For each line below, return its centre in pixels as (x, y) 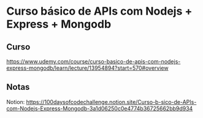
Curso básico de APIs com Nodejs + (99, 11)
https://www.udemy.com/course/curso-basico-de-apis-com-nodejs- (94, 61)
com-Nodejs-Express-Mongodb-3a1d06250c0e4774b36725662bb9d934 (100, 108)
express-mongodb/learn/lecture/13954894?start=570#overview (87, 68)
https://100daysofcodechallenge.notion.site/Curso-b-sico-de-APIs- (111, 101)
